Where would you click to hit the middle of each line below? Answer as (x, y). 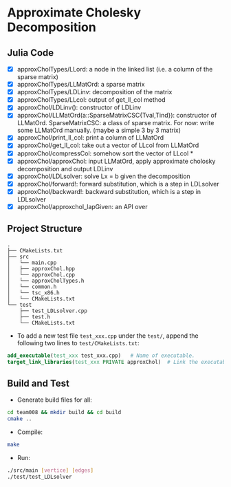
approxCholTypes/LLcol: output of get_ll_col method (91, 100)
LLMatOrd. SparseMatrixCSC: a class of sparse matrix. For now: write (115, 123)
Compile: (30, 432)
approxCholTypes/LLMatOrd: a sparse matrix (81, 85)
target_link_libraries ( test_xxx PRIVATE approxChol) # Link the (102, 362)
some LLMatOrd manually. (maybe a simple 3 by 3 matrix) (99, 130)
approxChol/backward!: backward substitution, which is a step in (109, 191)
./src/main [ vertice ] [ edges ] (51, 470)
